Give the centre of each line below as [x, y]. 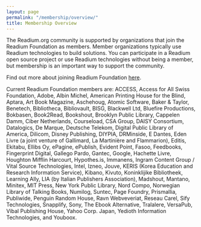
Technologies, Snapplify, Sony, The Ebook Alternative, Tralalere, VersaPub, [100, 205]
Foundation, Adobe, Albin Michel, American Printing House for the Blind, [96, 96]
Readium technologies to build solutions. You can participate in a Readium [98, 53]
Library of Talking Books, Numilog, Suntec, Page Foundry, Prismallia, [91, 192]
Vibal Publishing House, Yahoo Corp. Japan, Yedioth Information [86, 211]
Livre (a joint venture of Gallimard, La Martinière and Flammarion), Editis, [96, 141]
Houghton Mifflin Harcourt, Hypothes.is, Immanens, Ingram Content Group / [101, 160]
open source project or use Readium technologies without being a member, [100, 59]
